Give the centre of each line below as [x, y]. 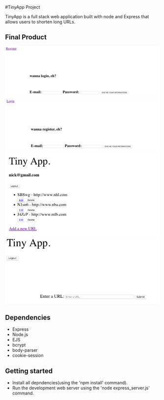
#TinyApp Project [23, 7]
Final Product [26, 37]
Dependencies [28, 317]
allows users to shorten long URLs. [40, 22]
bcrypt [19, 345]
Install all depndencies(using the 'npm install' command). [70, 382]
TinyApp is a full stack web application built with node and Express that [77, 16]
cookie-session [28, 355]
